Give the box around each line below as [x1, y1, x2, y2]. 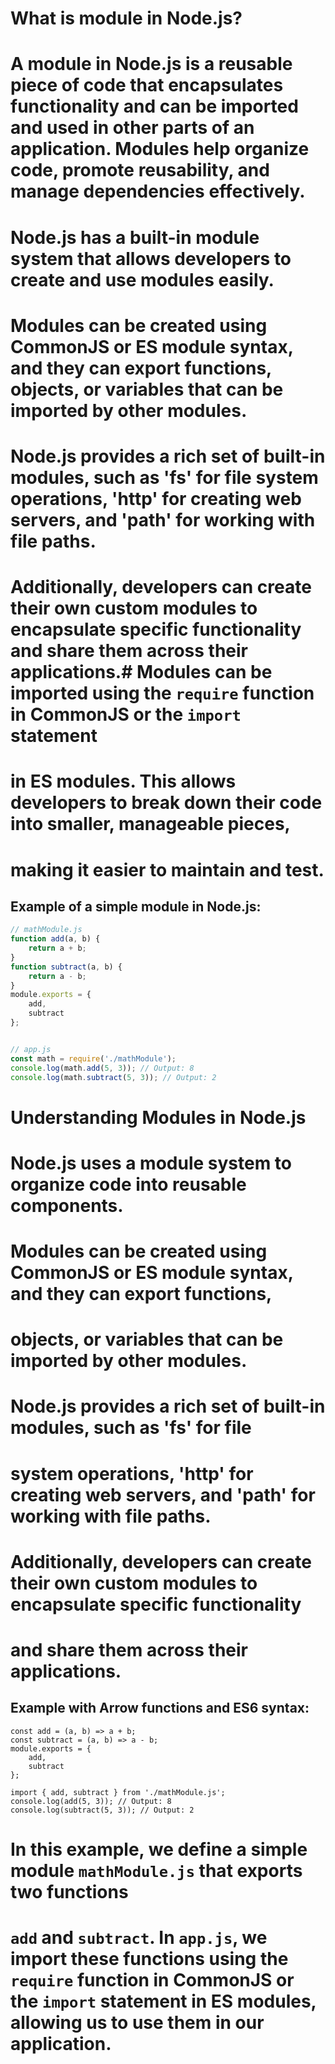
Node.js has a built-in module [10, 226, 260, 249]
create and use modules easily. [10, 268, 275, 291]
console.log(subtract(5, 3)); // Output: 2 [10, 1805, 195, 1815]
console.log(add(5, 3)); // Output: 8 [10, 1796, 172, 1806]
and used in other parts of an [10, 117, 255, 139]
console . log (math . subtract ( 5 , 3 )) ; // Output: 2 [10, 1072, 217, 1082]
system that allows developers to [10, 247, 292, 270]
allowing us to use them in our [10, 2012, 265, 2034]
